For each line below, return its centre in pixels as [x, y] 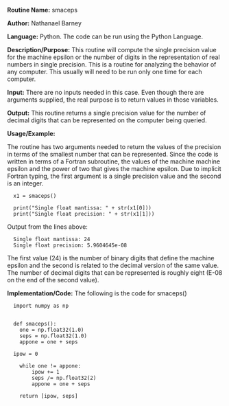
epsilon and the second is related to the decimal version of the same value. [113, 265]
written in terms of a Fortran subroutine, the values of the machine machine [114, 161]
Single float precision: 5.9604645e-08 [70, 245]
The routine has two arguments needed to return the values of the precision [114, 147]
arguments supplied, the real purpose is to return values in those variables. [113, 100]
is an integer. [25, 183]
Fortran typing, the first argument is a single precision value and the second [114, 176]
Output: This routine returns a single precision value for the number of [107, 113]
